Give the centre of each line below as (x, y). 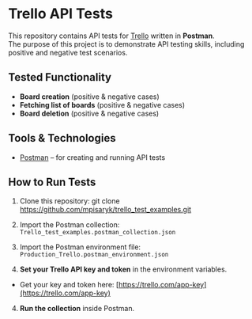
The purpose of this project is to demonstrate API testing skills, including (126, 44)
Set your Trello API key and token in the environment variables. (123, 269)
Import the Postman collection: (70, 225)
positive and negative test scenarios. (68, 52)
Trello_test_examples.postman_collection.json (98, 233)
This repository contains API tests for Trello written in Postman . (111, 36)
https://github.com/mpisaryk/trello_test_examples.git (105, 210)
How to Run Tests (52, 182)
